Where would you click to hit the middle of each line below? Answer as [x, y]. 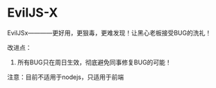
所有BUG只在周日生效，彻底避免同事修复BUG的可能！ [94, 62]
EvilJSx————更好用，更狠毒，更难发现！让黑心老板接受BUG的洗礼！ [109, 33]
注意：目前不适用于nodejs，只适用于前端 [66, 77]
